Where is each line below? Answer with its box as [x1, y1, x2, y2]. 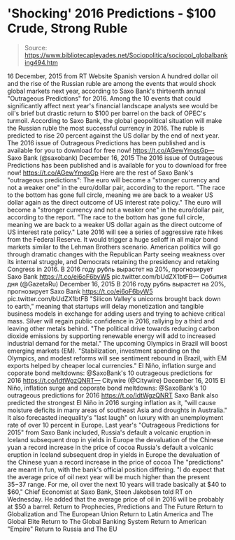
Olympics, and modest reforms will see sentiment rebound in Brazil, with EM [7, 353, 227, 362]
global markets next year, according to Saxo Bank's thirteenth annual [7, 87, 206, 95]
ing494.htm [24, 58, 58, 66]
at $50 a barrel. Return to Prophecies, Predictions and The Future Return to [7, 502, 224, 511]
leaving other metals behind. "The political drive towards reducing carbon [7, 324, 220, 333]
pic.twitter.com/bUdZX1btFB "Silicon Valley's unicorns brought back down [7, 294, 221, 302]
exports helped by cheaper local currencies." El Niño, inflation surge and [7, 361, 216, 370]
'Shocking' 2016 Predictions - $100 [7, 6, 217, 22]
